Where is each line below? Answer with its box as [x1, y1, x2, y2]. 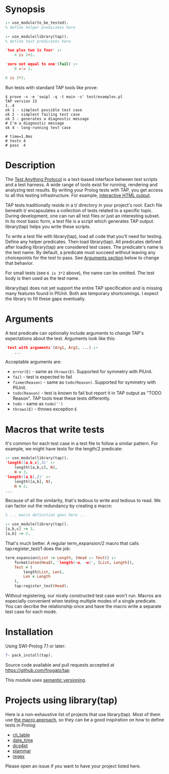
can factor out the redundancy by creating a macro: [5, 503, 112, 509]
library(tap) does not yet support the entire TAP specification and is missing [5, 285, 162, 291]
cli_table [12, 732, 30, 738]
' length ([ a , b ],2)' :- [5, 474, 51, 480]
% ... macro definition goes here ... [5, 513, 87, 518]
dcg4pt [12, 742, 28, 748]
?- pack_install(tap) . [5, 652, 53, 658]
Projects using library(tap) [5, 695, 118, 706]
